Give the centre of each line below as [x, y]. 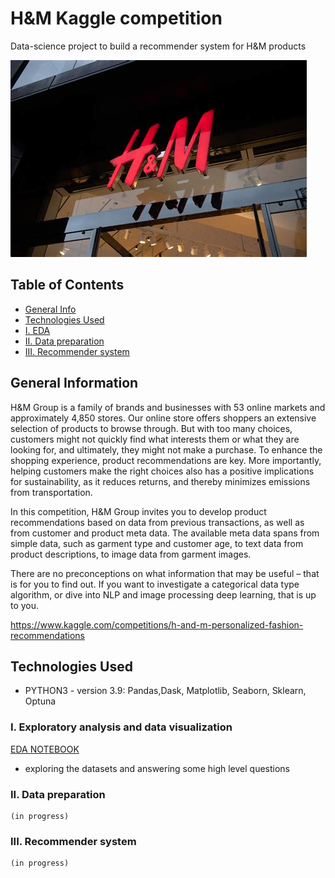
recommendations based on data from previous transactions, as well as [157, 522]
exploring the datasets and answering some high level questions [157, 768]
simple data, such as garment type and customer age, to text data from [157, 543]
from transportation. [51, 492]
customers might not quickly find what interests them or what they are [155, 439]
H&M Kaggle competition [116, 18]
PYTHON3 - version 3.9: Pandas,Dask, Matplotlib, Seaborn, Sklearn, [165, 691]
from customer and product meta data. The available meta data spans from [165, 533]
